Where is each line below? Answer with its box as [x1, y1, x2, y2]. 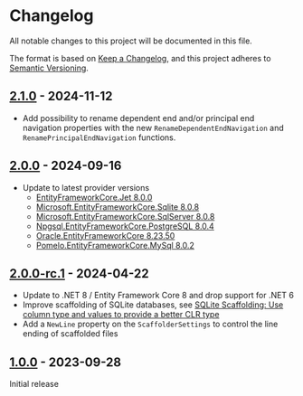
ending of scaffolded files [22, 328, 118, 339]
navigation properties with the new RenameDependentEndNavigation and [22, 122, 284, 133]
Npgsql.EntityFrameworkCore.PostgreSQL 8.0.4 [35, 221, 214, 231]
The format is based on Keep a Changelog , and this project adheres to [9, 52, 271, 63]
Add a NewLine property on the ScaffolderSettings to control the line [22, 318, 279, 330]
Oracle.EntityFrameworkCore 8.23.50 [35, 230, 175, 240]
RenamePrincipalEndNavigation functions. [22, 132, 176, 143]
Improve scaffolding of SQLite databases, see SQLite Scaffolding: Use [22, 299, 284, 310]
